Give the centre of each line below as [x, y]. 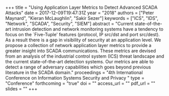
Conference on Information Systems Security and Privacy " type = [75, 78]
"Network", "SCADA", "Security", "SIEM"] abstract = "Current [69, 23]
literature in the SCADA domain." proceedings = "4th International [74, 73]
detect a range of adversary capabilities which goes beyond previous [78, 67]
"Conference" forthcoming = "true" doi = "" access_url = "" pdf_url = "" [80, 83]
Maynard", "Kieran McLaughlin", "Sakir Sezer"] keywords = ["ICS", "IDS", [82, 18]
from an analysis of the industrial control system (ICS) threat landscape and [85, 56]
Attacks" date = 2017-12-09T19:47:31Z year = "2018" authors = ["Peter [80, 13]
